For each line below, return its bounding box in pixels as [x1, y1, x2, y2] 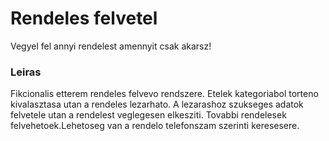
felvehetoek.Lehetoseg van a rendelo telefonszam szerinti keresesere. [10, 120, 300, 132]
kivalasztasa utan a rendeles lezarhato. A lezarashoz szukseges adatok [10, 98, 304, 111]
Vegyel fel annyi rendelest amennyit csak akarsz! [10, 40, 212, 52]
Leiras [10, 65, 42, 79]
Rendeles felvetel [10, 7, 158, 30]
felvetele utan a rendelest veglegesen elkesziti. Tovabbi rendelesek [10, 109, 287, 121]
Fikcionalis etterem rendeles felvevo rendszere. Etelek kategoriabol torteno [10, 88, 319, 100]
